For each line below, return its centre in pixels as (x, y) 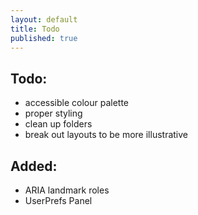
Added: (34, 166)
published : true (44, 38)
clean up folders (58, 124)
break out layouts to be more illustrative (106, 135)
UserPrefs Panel (58, 200)
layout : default (44, 19)
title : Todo (35, 29)
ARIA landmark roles (67, 190)
